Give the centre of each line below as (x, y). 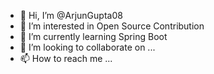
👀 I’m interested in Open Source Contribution (112, 26)
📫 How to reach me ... (66, 58)
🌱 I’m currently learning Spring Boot (93, 36)
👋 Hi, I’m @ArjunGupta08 (71, 15)
